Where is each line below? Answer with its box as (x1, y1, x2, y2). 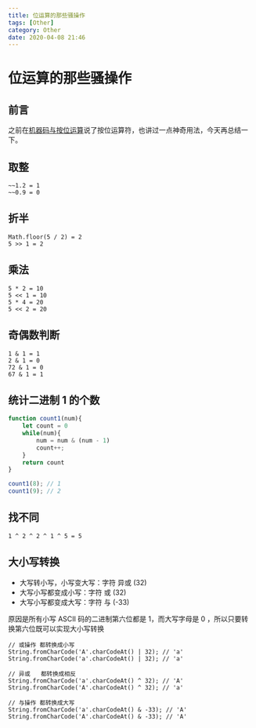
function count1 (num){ (8, 415, 82, 423)
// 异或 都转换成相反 (8, 670, 77, 678)
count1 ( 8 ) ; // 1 (8, 480, 61, 488)
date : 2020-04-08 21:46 (8, 33, 86, 42)
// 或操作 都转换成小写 (8, 641, 75, 649)
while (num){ (22, 429, 61, 438)
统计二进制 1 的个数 (8, 393, 100, 406)
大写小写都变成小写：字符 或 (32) (19, 588, 127, 597)
